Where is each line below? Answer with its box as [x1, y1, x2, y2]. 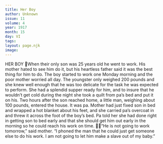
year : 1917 [5, 25, 27, 30]
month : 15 [5, 30, 25, 34]
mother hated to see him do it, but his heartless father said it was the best [5, 66, 153, 72]
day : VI [5, 34, 21, 39]
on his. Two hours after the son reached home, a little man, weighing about [5, 97, 155, 103]
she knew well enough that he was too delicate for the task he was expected [5, 81, 159, 87]
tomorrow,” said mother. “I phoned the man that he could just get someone [5, 128, 155, 134]
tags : [5, 39, 16, 44]
